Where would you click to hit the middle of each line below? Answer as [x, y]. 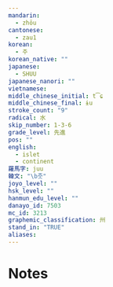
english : [22, 147]
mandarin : [24, 15]
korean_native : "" [38, 60]
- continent [35, 162]
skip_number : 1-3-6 [40, 125]
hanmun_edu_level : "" [44, 198]
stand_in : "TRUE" [36, 228]
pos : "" [21, 140]
